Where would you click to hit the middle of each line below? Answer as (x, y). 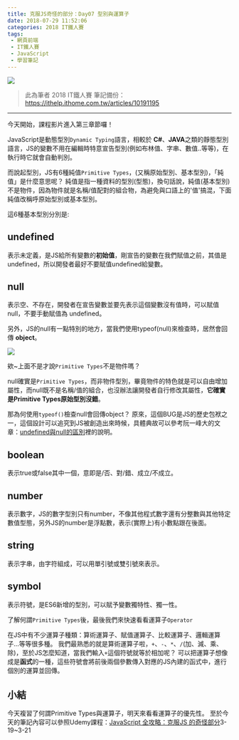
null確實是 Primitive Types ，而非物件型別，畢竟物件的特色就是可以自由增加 (117, 381)
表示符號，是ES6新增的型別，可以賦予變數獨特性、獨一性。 (94, 604)
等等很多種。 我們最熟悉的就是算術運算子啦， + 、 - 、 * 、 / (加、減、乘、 (121, 643)
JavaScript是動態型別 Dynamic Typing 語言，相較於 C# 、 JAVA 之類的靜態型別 (118, 139)
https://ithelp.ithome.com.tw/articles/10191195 (92, 103)
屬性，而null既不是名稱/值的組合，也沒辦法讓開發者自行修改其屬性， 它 (110, 390)
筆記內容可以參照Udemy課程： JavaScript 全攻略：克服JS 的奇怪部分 (120, 722)
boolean (26, 455)
